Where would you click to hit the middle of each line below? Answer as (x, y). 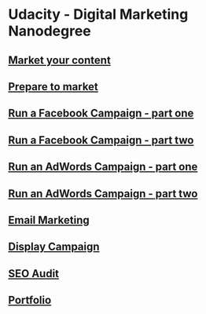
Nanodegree (50, 31)
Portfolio (30, 300)
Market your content (60, 60)
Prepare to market (53, 87)
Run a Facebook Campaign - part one (101, 113)
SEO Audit (34, 274)
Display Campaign (54, 247)
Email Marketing (49, 220)
